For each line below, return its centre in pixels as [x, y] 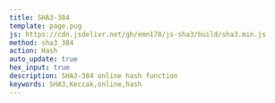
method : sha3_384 [42, 43]
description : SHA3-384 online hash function [94, 76]
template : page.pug [46, 26]
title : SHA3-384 [39, 17]
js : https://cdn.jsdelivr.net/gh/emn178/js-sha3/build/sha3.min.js [138, 34]
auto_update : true [43, 59]
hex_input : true [39, 68]
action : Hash [34, 51]
